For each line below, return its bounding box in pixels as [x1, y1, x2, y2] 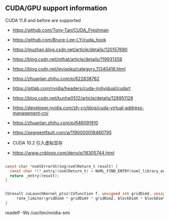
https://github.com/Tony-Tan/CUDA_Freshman [12, 27, 109, 33]
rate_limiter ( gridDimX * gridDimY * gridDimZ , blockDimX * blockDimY [16, 196, 165, 201]
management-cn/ [12, 110, 49, 116]
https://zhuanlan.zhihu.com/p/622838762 [12, 75, 100, 82]
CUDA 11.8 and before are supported [5, 17, 81, 23]
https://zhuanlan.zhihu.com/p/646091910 [12, 120, 99, 126]
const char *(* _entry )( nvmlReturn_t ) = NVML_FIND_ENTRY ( [10, 168, 132, 173]
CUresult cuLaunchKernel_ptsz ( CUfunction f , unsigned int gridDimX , [5, 191, 152, 196]
